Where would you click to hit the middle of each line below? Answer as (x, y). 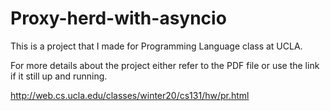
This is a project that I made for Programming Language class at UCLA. (156, 46)
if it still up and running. (59, 76)
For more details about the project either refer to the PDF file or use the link (165, 65)
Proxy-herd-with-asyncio (118, 18)
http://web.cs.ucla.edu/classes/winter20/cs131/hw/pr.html (130, 95)
